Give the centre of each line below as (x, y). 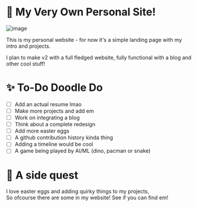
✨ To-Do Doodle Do (54, 88)
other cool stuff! (26, 64)
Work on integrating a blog (47, 118)
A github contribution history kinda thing (64, 137)
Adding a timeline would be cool (54, 144)
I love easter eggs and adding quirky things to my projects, (78, 192)
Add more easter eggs (42, 131)
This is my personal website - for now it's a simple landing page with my (94, 40)
